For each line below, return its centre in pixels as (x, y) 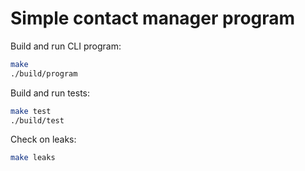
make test (31, 111)
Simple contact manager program (153, 18)
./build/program (44, 73)
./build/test (37, 120)
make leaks (33, 158)
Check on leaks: (43, 139)
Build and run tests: (50, 93)
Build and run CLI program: (66, 46)
